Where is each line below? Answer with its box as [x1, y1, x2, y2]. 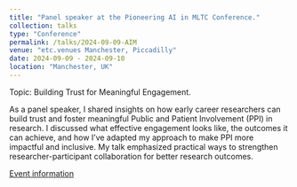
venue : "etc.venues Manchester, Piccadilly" [9, 46, 177, 55]
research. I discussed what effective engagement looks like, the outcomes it [9, 122, 288, 133]
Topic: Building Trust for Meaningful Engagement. [9, 86, 191, 97]
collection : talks [9, 21, 77, 30]
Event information [9, 168, 75, 178]
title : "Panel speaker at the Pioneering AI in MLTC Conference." [9, 12, 261, 22]
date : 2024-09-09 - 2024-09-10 [9, 54, 125, 63]
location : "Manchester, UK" [9, 63, 114, 72]
